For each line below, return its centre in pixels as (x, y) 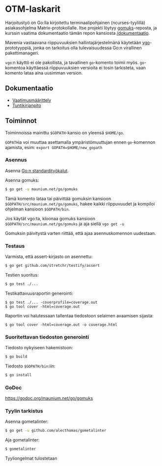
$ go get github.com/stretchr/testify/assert (52, 266)
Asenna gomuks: (22, 180)
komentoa (15, 68)
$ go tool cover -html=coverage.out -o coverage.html (61, 325)
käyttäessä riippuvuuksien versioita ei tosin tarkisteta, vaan (86, 68)
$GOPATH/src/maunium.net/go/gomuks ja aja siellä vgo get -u (65, 224)
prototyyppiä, (19, 48)
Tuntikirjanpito (27, 105)
